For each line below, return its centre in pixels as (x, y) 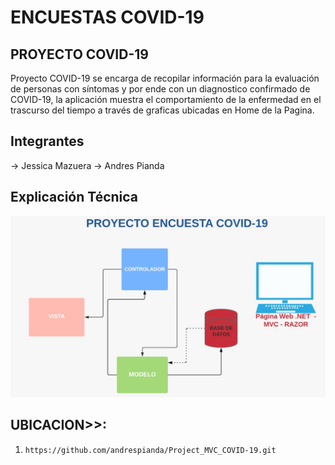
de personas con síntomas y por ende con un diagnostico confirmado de (160, 89)
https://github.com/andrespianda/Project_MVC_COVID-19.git (150, 450)
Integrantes (47, 141)
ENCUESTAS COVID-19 (107, 17)
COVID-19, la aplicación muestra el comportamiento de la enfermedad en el (166, 99)
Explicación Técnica (74, 197)
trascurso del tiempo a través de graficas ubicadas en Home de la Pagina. (162, 110)
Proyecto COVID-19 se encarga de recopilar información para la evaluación (165, 78)
